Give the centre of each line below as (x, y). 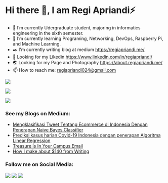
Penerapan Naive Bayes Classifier (48, 130)
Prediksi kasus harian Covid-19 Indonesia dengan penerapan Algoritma (87, 135)
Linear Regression (31, 141)
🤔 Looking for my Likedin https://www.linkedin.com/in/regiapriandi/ (82, 57)
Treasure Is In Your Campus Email (48, 146)
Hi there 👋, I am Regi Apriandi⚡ (70, 10)
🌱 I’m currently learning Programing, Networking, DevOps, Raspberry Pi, (88, 38)
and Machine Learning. (37, 43)
